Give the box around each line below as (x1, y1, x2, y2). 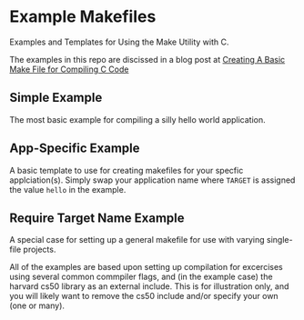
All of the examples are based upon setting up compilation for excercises (9, 262, 284, 273)
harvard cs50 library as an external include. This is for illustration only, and (9, 281, 289, 292)
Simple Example (9, 90, 103, 105)
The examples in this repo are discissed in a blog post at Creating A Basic (9, 54, 286, 65)
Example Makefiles (9, 6, 157, 27)
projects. (23, 244, 56, 255)
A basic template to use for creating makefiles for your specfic (9, 165, 244, 175)
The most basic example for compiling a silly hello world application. (9, 114, 266, 125)
